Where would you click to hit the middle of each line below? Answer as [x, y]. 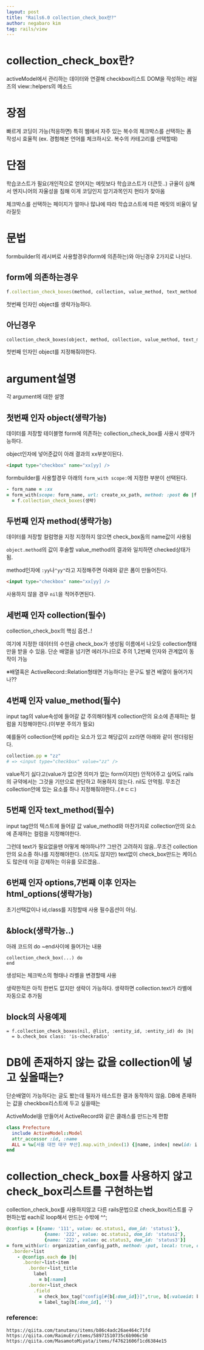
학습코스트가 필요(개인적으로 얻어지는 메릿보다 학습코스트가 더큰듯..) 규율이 [95, 183]
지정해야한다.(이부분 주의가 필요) [56, 724]
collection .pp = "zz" [34, 756]
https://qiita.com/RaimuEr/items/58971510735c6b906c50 [77, 1335]
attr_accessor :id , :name [45, 1139]
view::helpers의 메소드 [45, 86]
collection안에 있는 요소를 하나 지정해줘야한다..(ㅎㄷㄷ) [71, 789]
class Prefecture [28, 1128]
